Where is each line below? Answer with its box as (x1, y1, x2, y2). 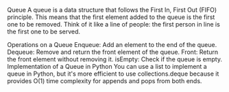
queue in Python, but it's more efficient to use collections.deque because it (7, 70, 219, 78)
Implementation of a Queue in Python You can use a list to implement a (7, 63, 207, 70)
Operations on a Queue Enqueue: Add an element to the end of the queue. (7, 41, 217, 48)
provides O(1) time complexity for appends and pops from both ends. (7, 77, 202, 85)
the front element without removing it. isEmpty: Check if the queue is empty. (7, 55, 223, 63)
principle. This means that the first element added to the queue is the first (7, 13, 215, 21)
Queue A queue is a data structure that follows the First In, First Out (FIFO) (7, 6, 217, 14)
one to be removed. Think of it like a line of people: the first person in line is (7, 20, 221, 28)
